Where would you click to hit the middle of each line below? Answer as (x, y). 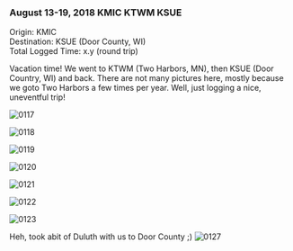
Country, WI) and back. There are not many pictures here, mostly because (147, 78)
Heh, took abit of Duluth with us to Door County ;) (101, 237)
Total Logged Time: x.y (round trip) (74, 51)
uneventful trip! (37, 97)
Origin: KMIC (33, 32)
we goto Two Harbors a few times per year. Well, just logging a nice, (136, 88)
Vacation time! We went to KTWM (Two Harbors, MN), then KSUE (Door (142, 68)
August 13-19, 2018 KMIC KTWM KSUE (96, 13)
